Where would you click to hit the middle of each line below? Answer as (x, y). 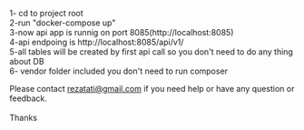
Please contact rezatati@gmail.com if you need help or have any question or (152, 89)
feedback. (28, 98)
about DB (27, 61)
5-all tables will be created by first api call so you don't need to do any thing (151, 52)
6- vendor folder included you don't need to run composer (119, 71)
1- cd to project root (46, 13)
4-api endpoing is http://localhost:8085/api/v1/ (97, 42)
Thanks (24, 118)
